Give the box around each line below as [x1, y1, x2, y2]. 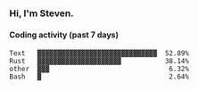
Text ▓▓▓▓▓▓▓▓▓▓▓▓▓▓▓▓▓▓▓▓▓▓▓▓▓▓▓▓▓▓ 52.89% [9, 49, 190, 58]
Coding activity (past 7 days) [9, 29, 119, 40]
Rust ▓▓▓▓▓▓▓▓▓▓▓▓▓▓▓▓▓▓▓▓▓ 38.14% [9, 57, 190, 66]
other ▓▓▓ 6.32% [9, 65, 190, 74]
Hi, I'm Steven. [9, 7, 74, 20]
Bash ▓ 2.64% [9, 72, 190, 82]
